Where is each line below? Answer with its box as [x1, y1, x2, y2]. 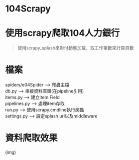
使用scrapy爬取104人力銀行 [5, 27, 120, 39]
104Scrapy [5, 3, 51, 14]
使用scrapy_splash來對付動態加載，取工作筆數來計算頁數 [17, 45, 134, 51]
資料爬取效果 [5, 132, 58, 144]
